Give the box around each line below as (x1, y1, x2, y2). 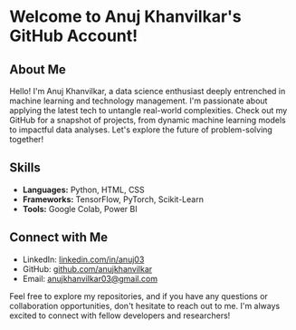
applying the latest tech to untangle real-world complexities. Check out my (9, 105, 288, 115)
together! (9, 134, 43, 144)
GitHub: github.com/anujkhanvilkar (22, 263, 153, 274)
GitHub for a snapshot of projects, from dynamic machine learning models (9, 115, 287, 125)
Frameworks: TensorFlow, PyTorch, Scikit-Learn (22, 193, 204, 205)
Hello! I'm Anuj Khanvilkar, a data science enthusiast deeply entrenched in (9, 86, 286, 96)
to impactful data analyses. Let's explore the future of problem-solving (9, 124, 273, 135)
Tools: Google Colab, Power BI (22, 203, 138, 214)
